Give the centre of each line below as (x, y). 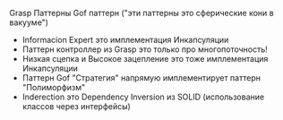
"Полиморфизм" (54, 87)
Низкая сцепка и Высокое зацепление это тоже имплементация (145, 59)
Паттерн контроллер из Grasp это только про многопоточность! (145, 49)
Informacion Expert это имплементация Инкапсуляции (125, 40)
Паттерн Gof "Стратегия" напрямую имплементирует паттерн (141, 78)
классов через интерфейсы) (77, 106)
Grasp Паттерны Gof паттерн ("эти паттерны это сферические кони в (142, 13)
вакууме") (29, 22)
